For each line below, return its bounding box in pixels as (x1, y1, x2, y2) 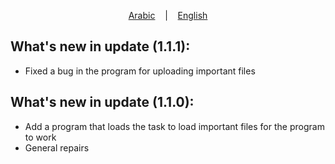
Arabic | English (128, 10, 208, 21)
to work (24, 131, 57, 143)
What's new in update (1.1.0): (10, 94, 195, 111)
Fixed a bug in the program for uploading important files (24, 65, 256, 77)
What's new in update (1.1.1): (10, 38, 191, 55)
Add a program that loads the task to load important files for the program (24, 120, 325, 132)
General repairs (24, 141, 90, 154)
